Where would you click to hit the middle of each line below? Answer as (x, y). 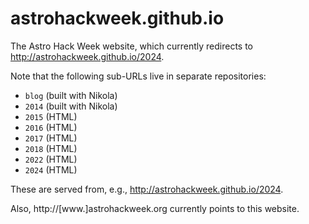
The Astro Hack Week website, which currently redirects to (132, 46)
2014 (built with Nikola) (71, 106)
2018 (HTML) (51, 148)
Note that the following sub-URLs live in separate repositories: (138, 76)
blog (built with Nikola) (71, 95)
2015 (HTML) (51, 116)
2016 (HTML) (51, 127)
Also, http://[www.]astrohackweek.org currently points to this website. (155, 208)
